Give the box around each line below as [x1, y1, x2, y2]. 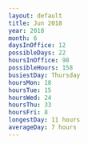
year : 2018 [8, 26, 45, 34]
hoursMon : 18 [8, 78, 52, 86]
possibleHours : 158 [8, 64, 74, 72]
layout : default [8, 11, 62, 20]
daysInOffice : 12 [8, 42, 66, 50]
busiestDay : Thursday [8, 71, 81, 79]
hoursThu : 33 [8, 101, 52, 109]
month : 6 [8, 34, 38, 42]
